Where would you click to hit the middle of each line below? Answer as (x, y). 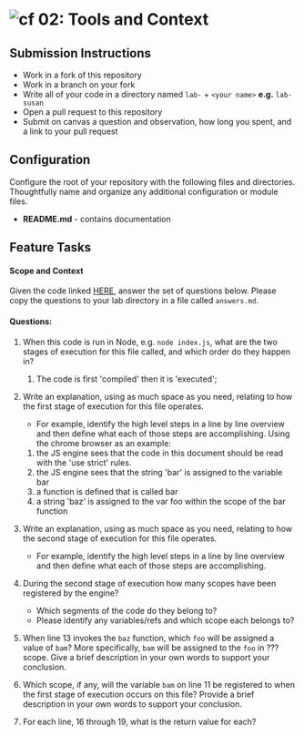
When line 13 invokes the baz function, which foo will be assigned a (148, 638)
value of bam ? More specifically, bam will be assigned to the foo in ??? (151, 648)
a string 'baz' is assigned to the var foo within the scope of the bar (161, 501)
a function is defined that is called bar (107, 491)
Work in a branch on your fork (79, 85)
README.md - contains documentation (96, 219)
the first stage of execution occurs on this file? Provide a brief (138, 694)
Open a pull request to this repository (92, 112)
